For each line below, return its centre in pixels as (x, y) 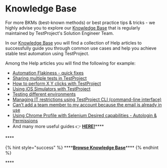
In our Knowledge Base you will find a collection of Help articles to (73, 42)
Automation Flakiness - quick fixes (48, 72)
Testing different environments (44, 94)
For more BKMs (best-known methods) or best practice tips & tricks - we (80, 22)
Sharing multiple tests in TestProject (49, 78)
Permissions (25, 120)
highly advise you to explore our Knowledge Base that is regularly (73, 27)
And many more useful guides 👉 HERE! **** (58, 126)
